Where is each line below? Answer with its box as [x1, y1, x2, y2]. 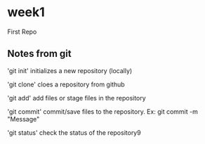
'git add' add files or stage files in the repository [7, 93, 146, 102]
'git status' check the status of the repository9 [7, 128, 142, 137]
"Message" [7, 114, 40, 123]
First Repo [7, 27, 37, 36]
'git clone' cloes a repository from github [7, 80, 125, 89]
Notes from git [7, 48, 72, 60]
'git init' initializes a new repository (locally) [7, 66, 133, 74]
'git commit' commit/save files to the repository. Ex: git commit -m [7, 107, 198, 116]
